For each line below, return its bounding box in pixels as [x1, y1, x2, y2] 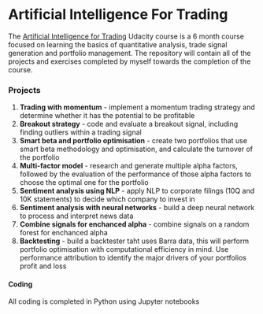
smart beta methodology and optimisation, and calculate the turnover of [19, 144, 254, 154]
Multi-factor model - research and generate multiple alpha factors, [19, 161, 238, 171]
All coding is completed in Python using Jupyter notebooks [8, 297, 200, 306]
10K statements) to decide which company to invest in [19, 194, 195, 204]
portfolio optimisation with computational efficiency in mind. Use [19, 245, 229, 254]
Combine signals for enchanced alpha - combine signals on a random [19, 220, 250, 229]
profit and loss [19, 261, 67, 271]
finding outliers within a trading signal [19, 127, 142, 137]
